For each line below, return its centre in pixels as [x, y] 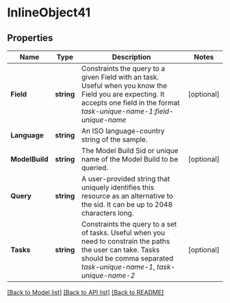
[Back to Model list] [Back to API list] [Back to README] [86, 292]
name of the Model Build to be [130, 159]
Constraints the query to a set [129, 224]
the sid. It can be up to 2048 [127, 205]
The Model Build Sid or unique [130, 150]
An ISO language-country [123, 131]
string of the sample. [114, 140]
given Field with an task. [120, 77]
